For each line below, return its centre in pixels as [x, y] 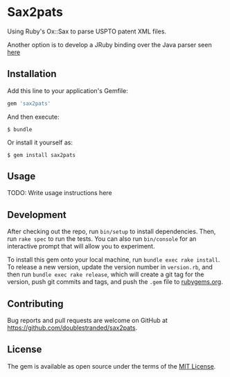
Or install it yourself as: [40, 142]
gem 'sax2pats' [29, 103]
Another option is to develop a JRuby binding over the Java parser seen [110, 44]
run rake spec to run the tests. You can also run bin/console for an [102, 239]
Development [37, 215]
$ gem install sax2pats [42, 155]
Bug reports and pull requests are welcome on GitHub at [88, 321]
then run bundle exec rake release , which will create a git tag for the [106, 274]
